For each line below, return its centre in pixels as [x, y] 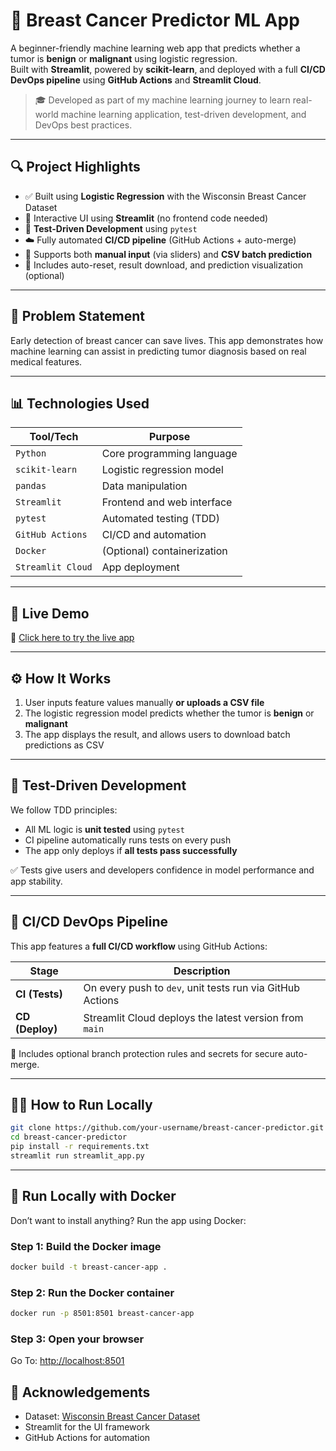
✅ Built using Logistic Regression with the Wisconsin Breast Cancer [165, 196]
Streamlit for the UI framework [87, 1427]
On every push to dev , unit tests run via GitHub [192, 987]
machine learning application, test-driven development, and [183, 114]
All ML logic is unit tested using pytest [104, 829]
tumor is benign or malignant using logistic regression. [124, 58]
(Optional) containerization [164, 551]
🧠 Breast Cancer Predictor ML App [155, 20]
